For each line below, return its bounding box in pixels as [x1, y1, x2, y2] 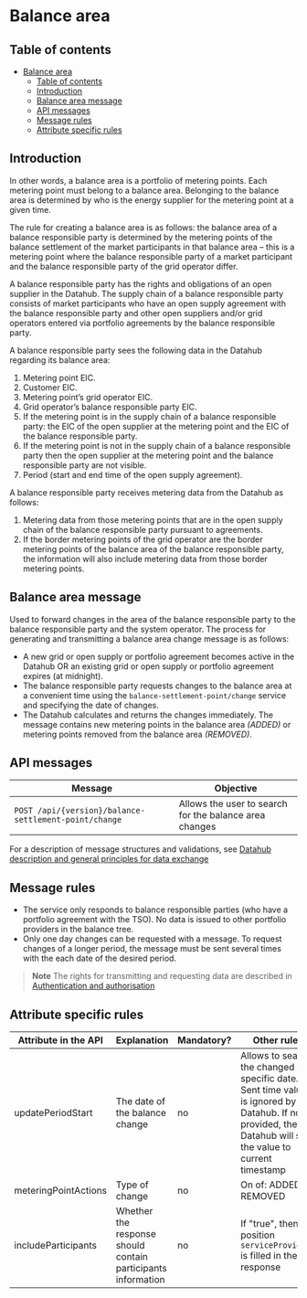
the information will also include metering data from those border [22, 553, 268, 564]
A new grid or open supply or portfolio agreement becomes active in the [22, 651, 295, 662]
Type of [115, 1178, 149, 1191]
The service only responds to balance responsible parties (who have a [22, 904, 289, 915]
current [240, 1153, 272, 1165]
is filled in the [240, 1250, 298, 1262]
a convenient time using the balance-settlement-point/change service [22, 689, 286, 700]
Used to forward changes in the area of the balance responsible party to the [9, 613, 296, 624]
